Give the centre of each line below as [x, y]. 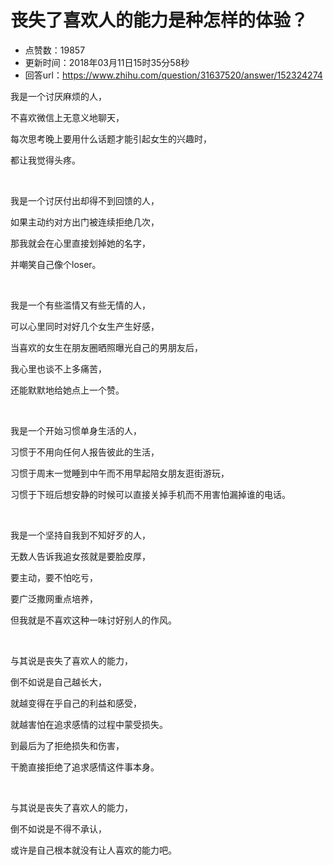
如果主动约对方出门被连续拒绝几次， [85, 222]
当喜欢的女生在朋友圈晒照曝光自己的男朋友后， [106, 347]
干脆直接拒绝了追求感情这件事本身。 [85, 767]
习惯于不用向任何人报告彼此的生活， [85, 452]
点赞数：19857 [55, 50]
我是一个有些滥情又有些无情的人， [80, 305]
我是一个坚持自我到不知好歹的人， [80, 535]
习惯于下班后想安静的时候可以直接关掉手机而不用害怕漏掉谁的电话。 [150, 494]
